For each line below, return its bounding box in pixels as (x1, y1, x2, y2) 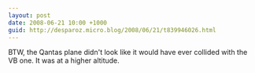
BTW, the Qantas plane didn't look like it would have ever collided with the (8, 48, 248, 57)
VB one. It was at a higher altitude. (8, 56, 120, 65)
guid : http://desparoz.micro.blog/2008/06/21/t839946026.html (8, 26, 216, 34)
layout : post (8, 11, 51, 20)
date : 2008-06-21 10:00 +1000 (8, 19, 108, 27)
